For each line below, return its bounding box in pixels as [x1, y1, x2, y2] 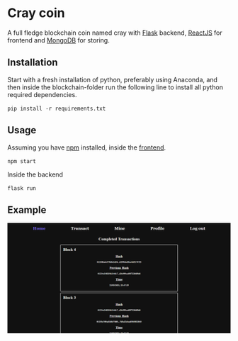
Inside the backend [7, 170, 64, 179]
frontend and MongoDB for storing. [7, 35, 110, 44]
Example [7, 203, 47, 216]
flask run [7, 184, 37, 192]
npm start [7, 157, 37, 164]
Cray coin [7, 5, 65, 21]
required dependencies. [7, 90, 77, 99]
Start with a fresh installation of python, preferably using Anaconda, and [7, 75, 218, 84]
